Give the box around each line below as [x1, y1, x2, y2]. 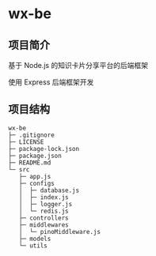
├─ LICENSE [8, 137, 44, 146]
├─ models [18, 235, 51, 243]
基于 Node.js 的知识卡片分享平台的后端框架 [8, 61, 149, 70]
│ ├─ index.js [18, 193, 69, 201]
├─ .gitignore [8, 131, 55, 139]
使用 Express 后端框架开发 [8, 77, 94, 87]
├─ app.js [18, 172, 51, 180]
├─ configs [18, 179, 55, 187]
